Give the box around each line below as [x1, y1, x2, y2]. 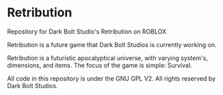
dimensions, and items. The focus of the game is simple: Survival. [7, 61, 193, 69]
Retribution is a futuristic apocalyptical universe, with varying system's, [7, 53, 209, 62]
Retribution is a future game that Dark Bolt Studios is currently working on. [7, 40, 217, 49]
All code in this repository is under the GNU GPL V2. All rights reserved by [7, 74, 216, 83]
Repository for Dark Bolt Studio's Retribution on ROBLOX [7, 27, 167, 36]
